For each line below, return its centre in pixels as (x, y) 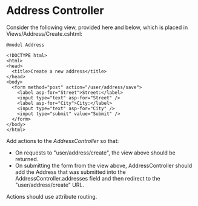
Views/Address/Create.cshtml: (45, 33)
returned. (27, 159)
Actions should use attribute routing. (52, 196)
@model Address (25, 45)
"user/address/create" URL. (50, 185)
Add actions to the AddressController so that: (63, 141)
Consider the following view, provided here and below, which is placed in (97, 27)
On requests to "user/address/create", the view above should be (95, 153)
